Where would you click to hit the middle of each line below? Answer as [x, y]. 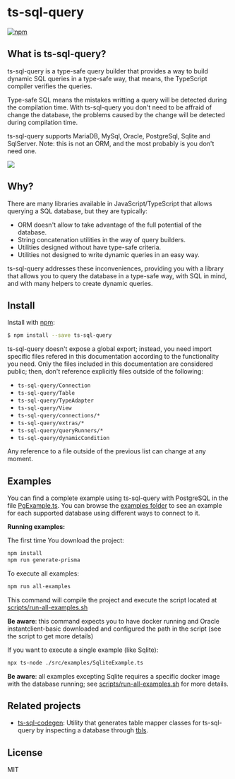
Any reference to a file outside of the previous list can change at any [107, 451]
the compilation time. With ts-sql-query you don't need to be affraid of [110, 107]
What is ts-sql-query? [57, 54]
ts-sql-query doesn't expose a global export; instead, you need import [109, 349]
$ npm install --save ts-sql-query [60, 335]
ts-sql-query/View [44, 408]
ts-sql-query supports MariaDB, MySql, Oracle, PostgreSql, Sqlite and [109, 136]
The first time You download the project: [66, 540]
